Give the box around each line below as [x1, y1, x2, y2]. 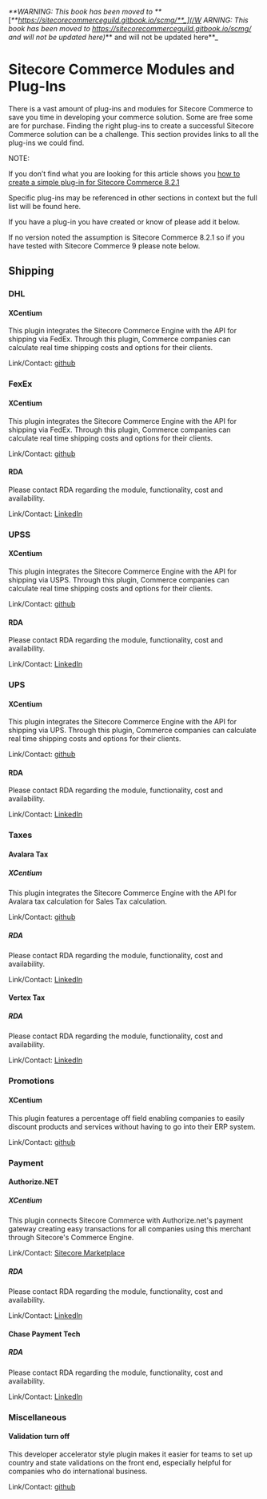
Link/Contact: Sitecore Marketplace [8, 1248, 126, 1258]
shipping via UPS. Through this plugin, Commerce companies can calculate [8, 725, 257, 735]
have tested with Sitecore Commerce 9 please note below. [8, 240, 201, 251]
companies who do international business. [8, 1466, 148, 1476]
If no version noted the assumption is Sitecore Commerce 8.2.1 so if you [8, 232, 245, 242]
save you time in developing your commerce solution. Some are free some [8, 112, 253, 122]
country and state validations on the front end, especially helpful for [8, 1457, 232, 1467]
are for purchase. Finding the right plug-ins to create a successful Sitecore [8, 120, 254, 131]
